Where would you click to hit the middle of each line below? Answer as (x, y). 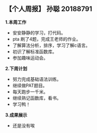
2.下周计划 (16, 68)
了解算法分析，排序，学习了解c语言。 (51, 45)
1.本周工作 (16, 22)
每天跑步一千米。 (30, 91)
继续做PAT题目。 (30, 85)
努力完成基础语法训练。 (37, 79)
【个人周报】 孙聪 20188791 (49, 9)
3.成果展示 (16, 115)
